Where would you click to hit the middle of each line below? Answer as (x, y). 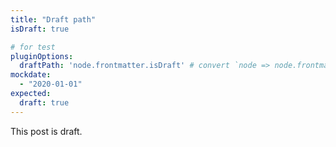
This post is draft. (46, 131)
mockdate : (31, 75)
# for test (33, 47)
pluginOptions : (42, 56)
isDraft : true (40, 29)
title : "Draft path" (53, 19)
